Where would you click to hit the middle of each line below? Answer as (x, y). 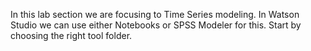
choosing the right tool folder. (71, 35)
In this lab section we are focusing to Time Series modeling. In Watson (155, 14)
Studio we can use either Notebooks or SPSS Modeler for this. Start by (156, 25)
